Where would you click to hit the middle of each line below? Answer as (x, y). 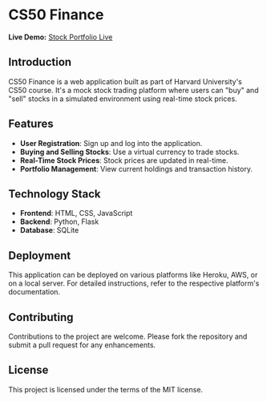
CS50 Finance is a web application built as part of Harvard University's (125, 81)
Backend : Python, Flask (59, 221)
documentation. (34, 292)
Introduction (40, 62)
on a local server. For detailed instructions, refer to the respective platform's (134, 283)
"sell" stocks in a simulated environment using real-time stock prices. (123, 99)
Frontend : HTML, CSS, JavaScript (76, 213)
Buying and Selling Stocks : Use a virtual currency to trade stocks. (129, 152)
